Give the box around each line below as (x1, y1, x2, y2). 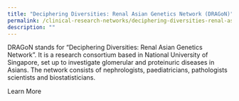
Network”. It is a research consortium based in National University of (7, 51, 208, 59)
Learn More (7, 87, 42, 96)
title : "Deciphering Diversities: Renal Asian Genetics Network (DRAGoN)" (7, 10, 234, 18)
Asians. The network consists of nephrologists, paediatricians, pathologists (7, 65, 228, 75)
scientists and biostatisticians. (7, 73, 96, 82)
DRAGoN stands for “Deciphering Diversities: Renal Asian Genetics (7, 43, 203, 52)
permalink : (7, 17, 40, 24)
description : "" (7, 23, 55, 31)
